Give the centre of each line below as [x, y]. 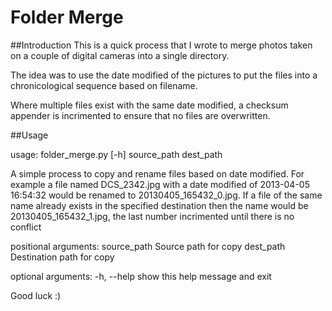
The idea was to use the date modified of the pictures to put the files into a [164, 75]
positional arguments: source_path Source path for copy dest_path [148, 246]
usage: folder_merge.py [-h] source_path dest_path [116, 154]
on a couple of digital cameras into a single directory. [120, 55]
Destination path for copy [62, 257]
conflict [26, 227]
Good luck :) [36, 295]
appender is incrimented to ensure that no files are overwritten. [140, 115]
